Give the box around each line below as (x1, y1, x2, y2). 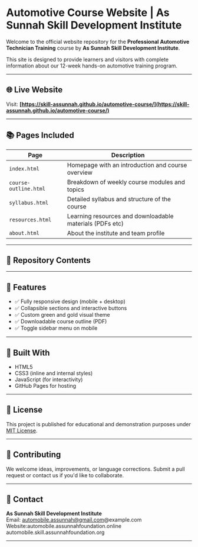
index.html (9, 165, 39, 172)
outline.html (9, 185, 46, 192)
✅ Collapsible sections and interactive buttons (14, 305, 127, 312)
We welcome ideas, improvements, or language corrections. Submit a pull (6, 465, 185, 472)
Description (111, 151, 145, 159)
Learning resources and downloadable (67, 212, 174, 220)
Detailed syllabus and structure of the (67, 195, 171, 203)
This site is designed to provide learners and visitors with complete (6, 56, 169, 63)
